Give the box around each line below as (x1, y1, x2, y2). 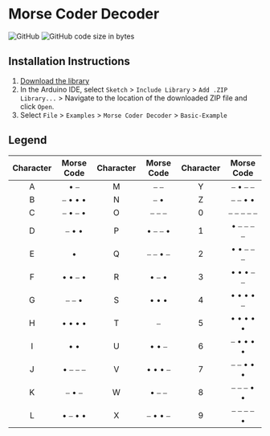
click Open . (19, 101, 55, 111)
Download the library (19, 75, 90, 85)
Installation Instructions (8, 55, 131, 68)
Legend (8, 133, 47, 147)
